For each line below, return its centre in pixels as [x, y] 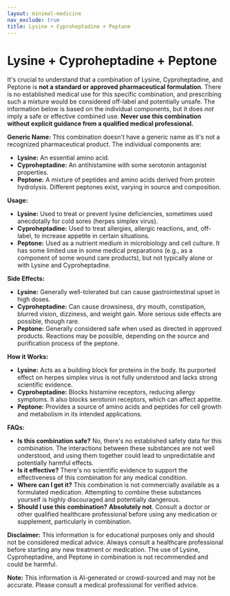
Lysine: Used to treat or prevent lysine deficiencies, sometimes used [115, 214]
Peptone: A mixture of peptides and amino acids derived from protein [116, 180]
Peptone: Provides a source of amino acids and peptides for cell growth [119, 407]
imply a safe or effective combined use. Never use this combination [104, 116]
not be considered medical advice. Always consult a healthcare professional [115, 542]
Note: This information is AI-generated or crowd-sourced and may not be [111, 578]
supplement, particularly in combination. [74, 521]
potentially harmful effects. [55, 463]
